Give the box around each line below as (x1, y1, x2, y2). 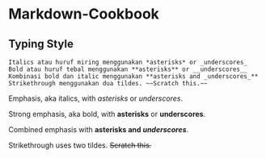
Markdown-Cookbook (8, 5, 160, 23)
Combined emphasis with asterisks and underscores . (8, 125, 189, 134)
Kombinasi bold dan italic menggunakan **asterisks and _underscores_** (8, 73, 259, 81)
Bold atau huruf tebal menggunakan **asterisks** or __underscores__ (8, 65, 248, 73)
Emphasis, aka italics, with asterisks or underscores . (8, 94, 184, 103)
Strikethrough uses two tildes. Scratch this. (8, 140, 152, 150)
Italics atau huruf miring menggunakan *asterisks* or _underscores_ (8, 58, 248, 66)
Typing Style (8, 37, 74, 51)
